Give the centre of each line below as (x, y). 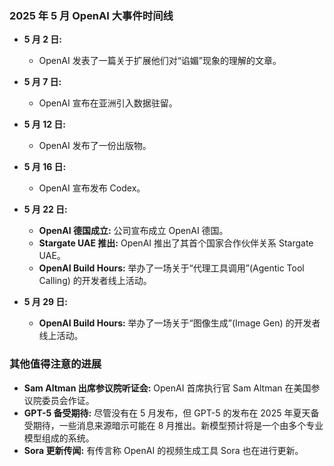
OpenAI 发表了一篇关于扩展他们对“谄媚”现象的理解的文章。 (160, 61)
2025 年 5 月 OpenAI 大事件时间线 (91, 15)
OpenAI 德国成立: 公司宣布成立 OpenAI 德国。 (133, 231)
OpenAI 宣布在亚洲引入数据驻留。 (108, 103)
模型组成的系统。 (59, 438)
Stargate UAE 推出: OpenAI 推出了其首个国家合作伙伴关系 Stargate (176, 243)
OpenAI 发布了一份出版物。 (95, 146)
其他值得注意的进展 (55, 364)
